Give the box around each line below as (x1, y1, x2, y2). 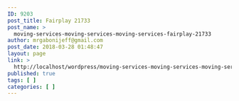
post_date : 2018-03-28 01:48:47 (7, 43, 103, 51)
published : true (7, 70, 55, 77)
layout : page (7, 51, 46, 58)
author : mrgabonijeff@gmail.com (7, 37, 103, 44)
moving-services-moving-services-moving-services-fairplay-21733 (14, 30, 212, 38)
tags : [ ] (7, 76, 37, 84)
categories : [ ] (7, 83, 55, 90)
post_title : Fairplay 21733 (7, 17, 91, 24)
